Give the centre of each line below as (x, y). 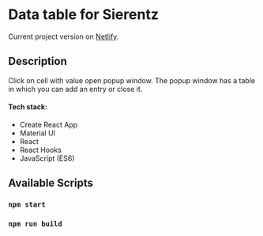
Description (38, 61)
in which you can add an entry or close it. (75, 89)
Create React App (49, 124)
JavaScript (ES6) (47, 158)
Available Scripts (51, 183)
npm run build (35, 224)
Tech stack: (28, 107)
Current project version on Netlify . (64, 36)
